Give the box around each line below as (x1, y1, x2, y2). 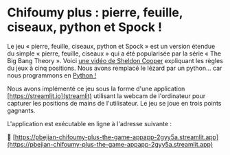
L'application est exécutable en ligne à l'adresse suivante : (7, 119, 172, 128)
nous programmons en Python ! (7, 71, 97, 80)
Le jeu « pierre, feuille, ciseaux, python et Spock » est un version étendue (7, 42, 216, 50)
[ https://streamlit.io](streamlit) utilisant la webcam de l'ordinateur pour (7, 91, 206, 100)
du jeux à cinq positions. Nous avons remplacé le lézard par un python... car (7, 64, 222, 72)
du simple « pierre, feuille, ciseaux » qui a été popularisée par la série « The (7, 49, 222, 58)
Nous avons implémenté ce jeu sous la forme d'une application (7, 84, 185, 93)
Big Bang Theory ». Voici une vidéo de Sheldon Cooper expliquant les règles (7, 56, 223, 64)
